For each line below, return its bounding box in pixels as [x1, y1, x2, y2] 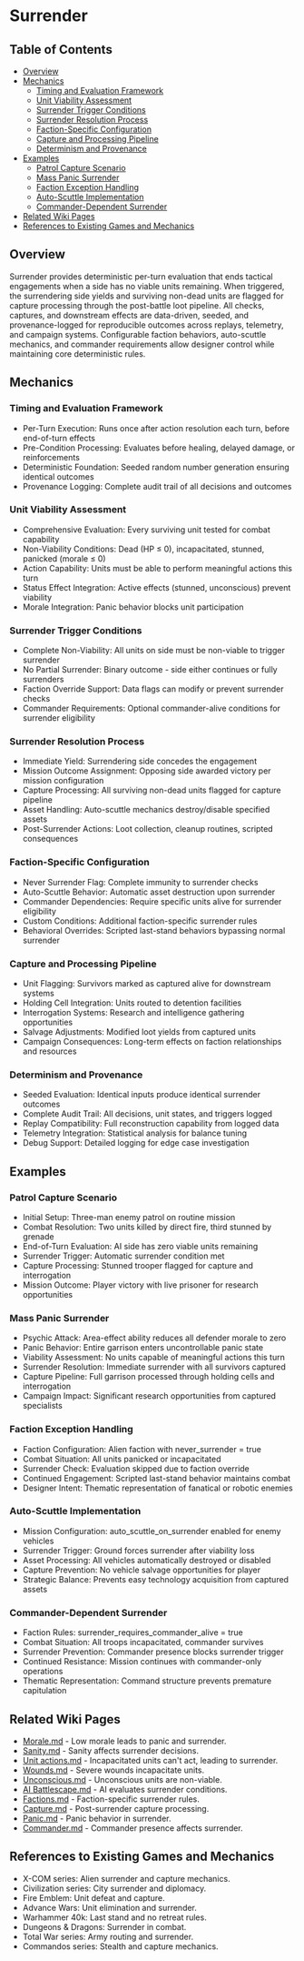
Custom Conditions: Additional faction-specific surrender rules [22, 915, 258, 926]
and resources [22, 1046, 77, 1056]
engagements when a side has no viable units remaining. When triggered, [9, 280, 285, 291]
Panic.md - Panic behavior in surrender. [22, 1813, 172, 1824]
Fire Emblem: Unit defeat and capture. [22, 1892, 165, 1903]
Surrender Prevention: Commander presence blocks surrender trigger [22, 1646, 284, 1657]
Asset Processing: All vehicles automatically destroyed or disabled [22, 1554, 271, 1565]
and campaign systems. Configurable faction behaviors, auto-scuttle [9, 329, 267, 339]
